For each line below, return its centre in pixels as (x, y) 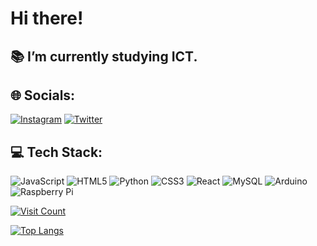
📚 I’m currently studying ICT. (104, 56)
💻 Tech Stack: (56, 152)
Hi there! (47, 18)
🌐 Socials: (43, 95)
